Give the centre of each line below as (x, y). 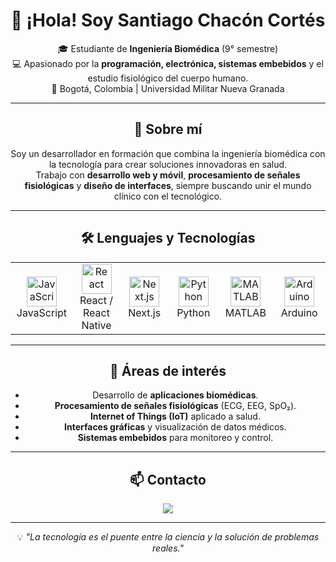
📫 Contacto (168, 479)
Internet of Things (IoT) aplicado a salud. (175, 416)
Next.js (145, 312)
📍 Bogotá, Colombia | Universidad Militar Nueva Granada (168, 88)
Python (193, 312)
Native (96, 325)
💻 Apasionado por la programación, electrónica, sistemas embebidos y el (168, 63)
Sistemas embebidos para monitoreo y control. (175, 438)
